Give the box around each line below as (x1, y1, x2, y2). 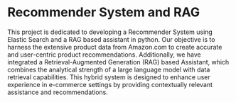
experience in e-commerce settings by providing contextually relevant (7, 80, 213, 89)
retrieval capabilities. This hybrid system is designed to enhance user (7, 72, 211, 81)
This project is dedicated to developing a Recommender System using (7, 28, 213, 36)
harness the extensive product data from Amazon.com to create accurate (7, 42, 222, 51)
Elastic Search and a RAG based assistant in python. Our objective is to (7, 35, 215, 43)
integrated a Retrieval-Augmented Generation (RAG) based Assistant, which (7, 57, 230, 66)
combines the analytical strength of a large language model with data (7, 65, 210, 74)
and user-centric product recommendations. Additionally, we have (7, 50, 201, 59)
